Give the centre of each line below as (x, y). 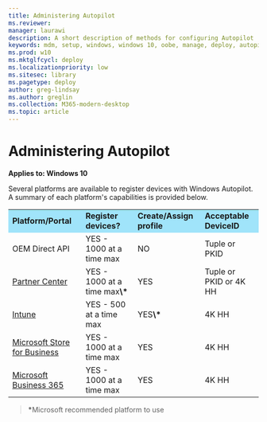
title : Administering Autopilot (62, 16)
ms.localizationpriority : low (58, 68)
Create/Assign (166, 216)
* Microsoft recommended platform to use (96, 409)
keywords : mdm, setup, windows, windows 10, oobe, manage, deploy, (122, 45)
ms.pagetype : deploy (43, 82)
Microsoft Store (41, 342)
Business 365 (38, 385)
